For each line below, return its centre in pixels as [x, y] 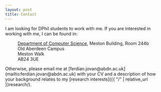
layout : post [19, 10]
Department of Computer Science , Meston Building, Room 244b [83, 43]
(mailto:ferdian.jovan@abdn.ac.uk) [41, 74]
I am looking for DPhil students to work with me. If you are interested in [78, 28]
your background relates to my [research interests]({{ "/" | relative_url [77, 79]
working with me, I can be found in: [41, 34]
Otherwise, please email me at [36, 69]
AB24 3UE [28, 59]
